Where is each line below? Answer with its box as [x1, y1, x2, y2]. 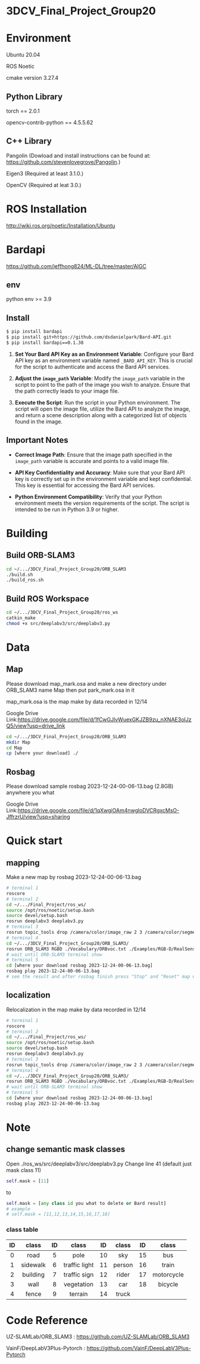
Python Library [6, 91, 63, 102]
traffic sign [63, 1270, 94, 1279]
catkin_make [6, 615, 36, 621]
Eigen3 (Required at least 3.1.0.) [6, 170, 84, 177]
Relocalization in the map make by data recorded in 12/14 [6, 1006, 146, 1013]
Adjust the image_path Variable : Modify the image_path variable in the [14, 374, 185, 382]
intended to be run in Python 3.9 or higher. [14, 505, 119, 513]
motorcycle [152, 1270, 185, 1279]
